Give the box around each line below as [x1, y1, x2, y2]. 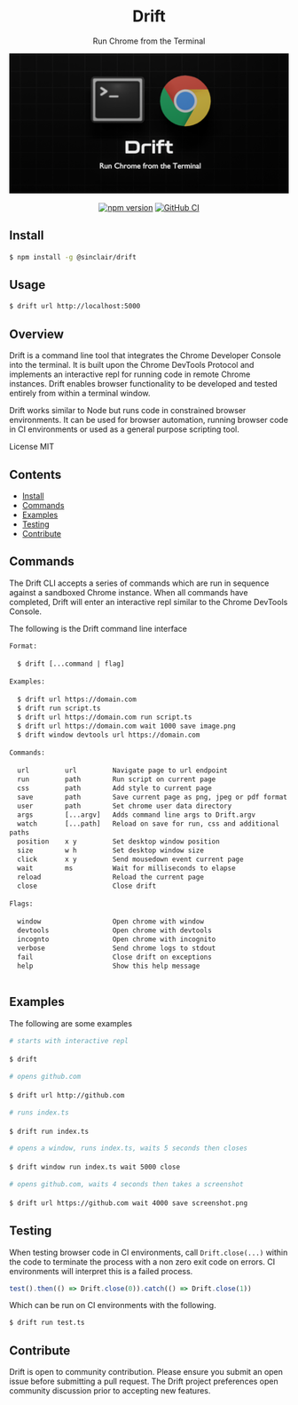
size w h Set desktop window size [17, 846, 204, 855]
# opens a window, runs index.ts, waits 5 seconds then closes [9, 1144, 248, 1153]
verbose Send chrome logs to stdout [17, 944, 216, 953]
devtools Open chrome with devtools [17, 926, 213, 935]
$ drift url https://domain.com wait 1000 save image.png [17, 722, 237, 730]
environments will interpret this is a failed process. [9, 1265, 193, 1276]
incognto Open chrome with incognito [17, 935, 216, 944]
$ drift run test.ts [9, 1318, 86, 1328]
